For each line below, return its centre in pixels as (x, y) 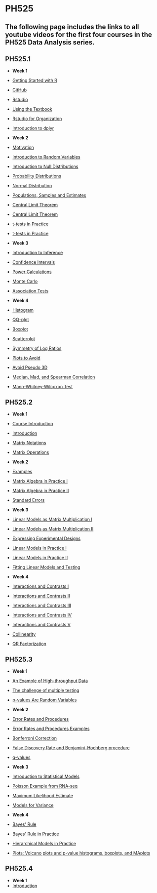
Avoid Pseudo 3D (30, 367)
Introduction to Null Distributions (45, 166)
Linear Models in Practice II (40, 558)
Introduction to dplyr (33, 128)
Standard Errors (28, 500)
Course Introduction (33, 424)
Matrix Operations (31, 452)
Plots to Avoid (26, 358)
